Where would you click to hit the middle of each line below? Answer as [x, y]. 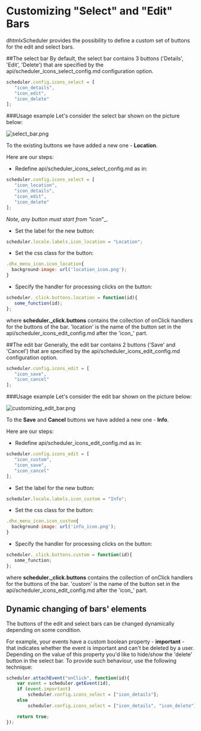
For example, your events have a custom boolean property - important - [95, 641]
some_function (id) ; [38, 303]
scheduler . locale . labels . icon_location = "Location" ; [75, 242]
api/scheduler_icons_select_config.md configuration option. [80, 71]
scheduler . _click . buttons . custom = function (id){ [69, 555]
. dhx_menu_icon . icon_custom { [42, 521]
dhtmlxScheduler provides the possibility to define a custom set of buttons [98, 40]
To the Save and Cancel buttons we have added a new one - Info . [88, 420]
